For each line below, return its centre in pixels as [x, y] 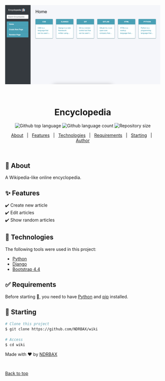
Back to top [17, 373]
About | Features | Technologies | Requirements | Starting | [82, 136]
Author [83, 140]
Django [19, 264]
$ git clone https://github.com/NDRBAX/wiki [51, 329]
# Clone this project [27, 324]
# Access [14, 340]
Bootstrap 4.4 [26, 269]
